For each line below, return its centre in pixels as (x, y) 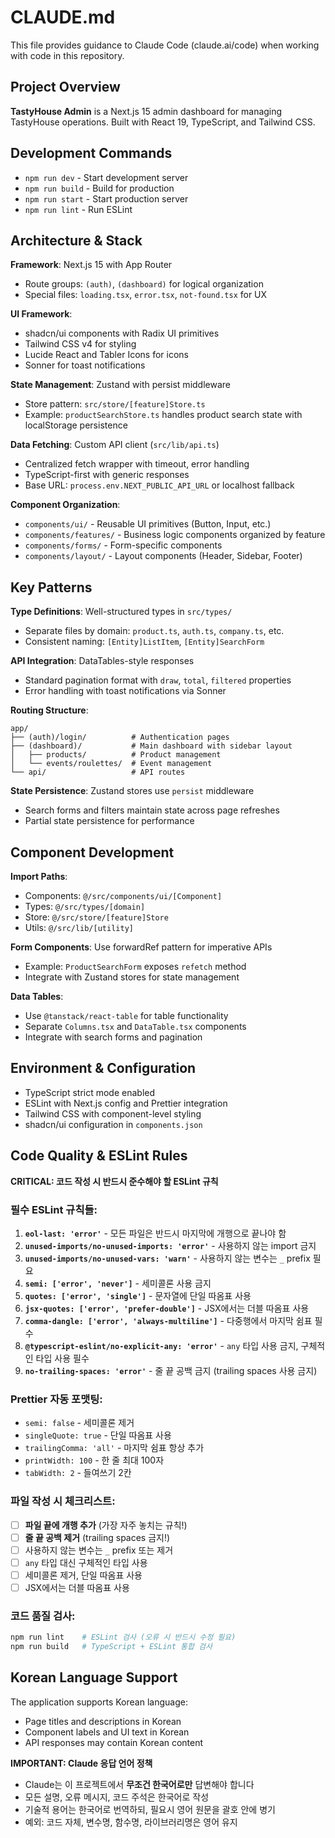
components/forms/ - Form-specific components (123, 545)
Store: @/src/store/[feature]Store (96, 917)
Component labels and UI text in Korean (107, 1732)
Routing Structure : (49, 710)
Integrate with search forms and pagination (113, 1037)
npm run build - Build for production (99, 188)
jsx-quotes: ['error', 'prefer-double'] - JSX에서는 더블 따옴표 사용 (167, 1308)
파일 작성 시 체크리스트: (63, 1501)
